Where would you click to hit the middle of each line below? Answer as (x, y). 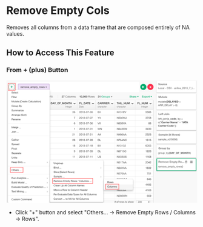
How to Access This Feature (60, 53)
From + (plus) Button (37, 70)
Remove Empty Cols (58, 11)
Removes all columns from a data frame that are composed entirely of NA (98, 27)
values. (15, 33)
